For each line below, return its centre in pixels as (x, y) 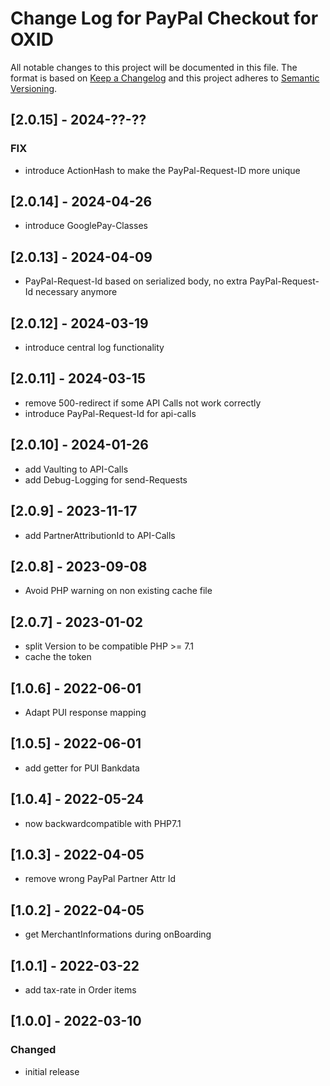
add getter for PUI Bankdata (82, 768)
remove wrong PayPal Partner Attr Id (100, 879)
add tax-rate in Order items (80, 990)
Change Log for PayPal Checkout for (164, 18)
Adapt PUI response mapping (85, 712)
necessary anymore (76, 292)
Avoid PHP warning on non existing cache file (118, 591)
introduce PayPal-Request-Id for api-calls (110, 413)
